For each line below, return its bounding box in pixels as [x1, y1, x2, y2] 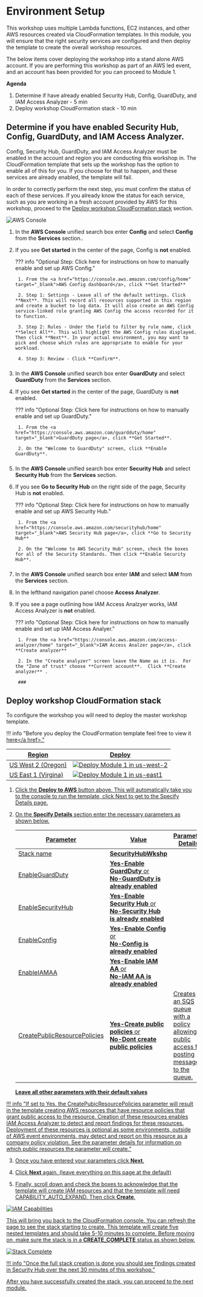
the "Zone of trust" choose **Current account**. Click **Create [14, 663, 186, 669]
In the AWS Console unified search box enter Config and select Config [14, 228, 193, 235]
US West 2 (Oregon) [9, 761, 68, 769]
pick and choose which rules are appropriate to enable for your [14, 339, 183, 346]
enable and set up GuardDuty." [14, 412, 92, 419]
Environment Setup [6, 4, 105, 18]
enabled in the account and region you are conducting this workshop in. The [6, 154, 196, 161]
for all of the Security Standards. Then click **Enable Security [14, 551, 186, 557]
